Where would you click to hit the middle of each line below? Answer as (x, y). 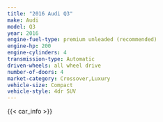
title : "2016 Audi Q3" (40, 14)
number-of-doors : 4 (36, 72)
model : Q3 (22, 26)
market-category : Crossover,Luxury (59, 78)
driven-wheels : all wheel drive (54, 66)
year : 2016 (23, 33)
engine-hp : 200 (29, 46)
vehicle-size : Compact (40, 85)
